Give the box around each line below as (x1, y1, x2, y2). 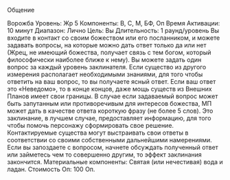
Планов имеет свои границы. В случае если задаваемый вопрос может (7, 92, 218, 100)
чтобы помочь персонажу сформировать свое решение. (7, 122, 174, 129)
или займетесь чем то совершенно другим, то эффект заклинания (7, 150, 203, 159)
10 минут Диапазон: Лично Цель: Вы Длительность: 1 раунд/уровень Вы (7, 27, 220, 34)
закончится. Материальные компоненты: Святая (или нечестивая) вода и (7, 158, 223, 166)
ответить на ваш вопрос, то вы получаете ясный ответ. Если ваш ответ (7, 78, 216, 85)
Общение (7, 6, 35, 14)
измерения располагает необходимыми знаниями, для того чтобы (7, 70, 203, 78)
